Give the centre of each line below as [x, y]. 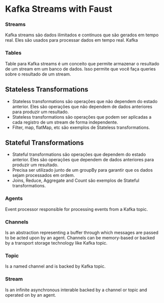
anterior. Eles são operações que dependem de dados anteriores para [83, 160]
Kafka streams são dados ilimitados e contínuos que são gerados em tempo [82, 35]
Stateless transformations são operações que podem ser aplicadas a [82, 117]
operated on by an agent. [31, 295]
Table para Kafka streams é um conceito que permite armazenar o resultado [82, 63]
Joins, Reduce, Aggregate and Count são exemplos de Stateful [76, 180]
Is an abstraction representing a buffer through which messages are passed [82, 232]
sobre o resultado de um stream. [38, 74]
